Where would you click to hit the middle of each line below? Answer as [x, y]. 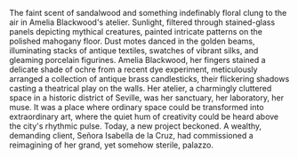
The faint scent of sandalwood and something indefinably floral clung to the [148, 13]
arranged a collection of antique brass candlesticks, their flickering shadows [149, 79]
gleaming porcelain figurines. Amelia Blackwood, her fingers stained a [137, 60]
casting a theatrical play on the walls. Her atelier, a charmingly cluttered [141, 88]
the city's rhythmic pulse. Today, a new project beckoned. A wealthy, [136, 126]
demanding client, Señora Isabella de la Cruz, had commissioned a [131, 135]
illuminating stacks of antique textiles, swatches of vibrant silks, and [134, 51]
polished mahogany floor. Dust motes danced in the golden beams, [132, 41]
